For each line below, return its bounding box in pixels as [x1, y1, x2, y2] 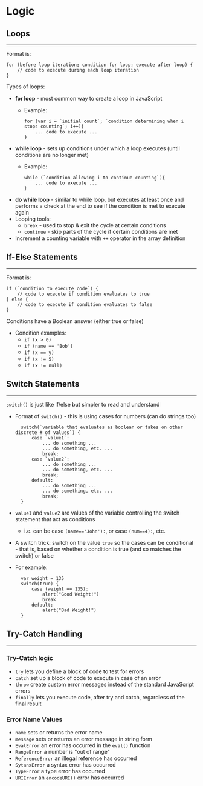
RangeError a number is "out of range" [14, 748, 111, 756]
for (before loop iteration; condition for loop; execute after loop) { [6, 62, 193, 68]
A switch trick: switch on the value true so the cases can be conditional [14, 539, 193, 546]
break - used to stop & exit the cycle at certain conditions [24, 222, 166, 228]
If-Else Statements [6, 252, 79, 262]
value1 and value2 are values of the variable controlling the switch [14, 509, 180, 516]
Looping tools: [14, 215, 51, 222]
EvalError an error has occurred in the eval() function [14, 742, 151, 749]
